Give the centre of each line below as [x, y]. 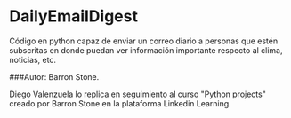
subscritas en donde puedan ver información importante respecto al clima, [146, 50]
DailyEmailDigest [73, 16]
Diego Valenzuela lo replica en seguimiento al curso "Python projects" [138, 94]
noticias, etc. [32, 59]
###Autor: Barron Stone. [54, 76]
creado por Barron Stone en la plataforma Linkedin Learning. [120, 103]
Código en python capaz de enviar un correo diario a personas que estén [144, 41]
